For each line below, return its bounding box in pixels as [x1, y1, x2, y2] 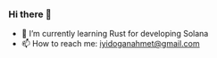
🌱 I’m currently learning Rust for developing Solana [21, 29, 209, 39]
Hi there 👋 [8, 8, 53, 21]
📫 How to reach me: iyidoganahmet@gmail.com [21, 38, 200, 49]
